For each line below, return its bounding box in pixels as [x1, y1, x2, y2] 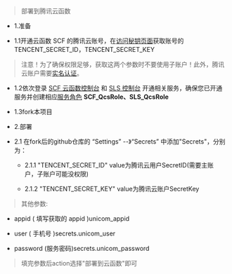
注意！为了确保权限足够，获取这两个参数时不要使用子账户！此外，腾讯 [20, 60, 225, 69]
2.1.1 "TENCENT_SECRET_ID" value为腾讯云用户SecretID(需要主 [24, 161, 208, 169]
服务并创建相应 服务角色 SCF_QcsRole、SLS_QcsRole [13, 93, 169, 101]
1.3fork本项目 [13, 108, 53, 116]
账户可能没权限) [43, 170, 89, 178]
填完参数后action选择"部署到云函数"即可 [20, 259, 138, 267]
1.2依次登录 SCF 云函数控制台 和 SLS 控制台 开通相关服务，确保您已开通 [13, 84, 223, 92]
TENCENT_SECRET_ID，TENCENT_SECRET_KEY [13, 46, 155, 53]
